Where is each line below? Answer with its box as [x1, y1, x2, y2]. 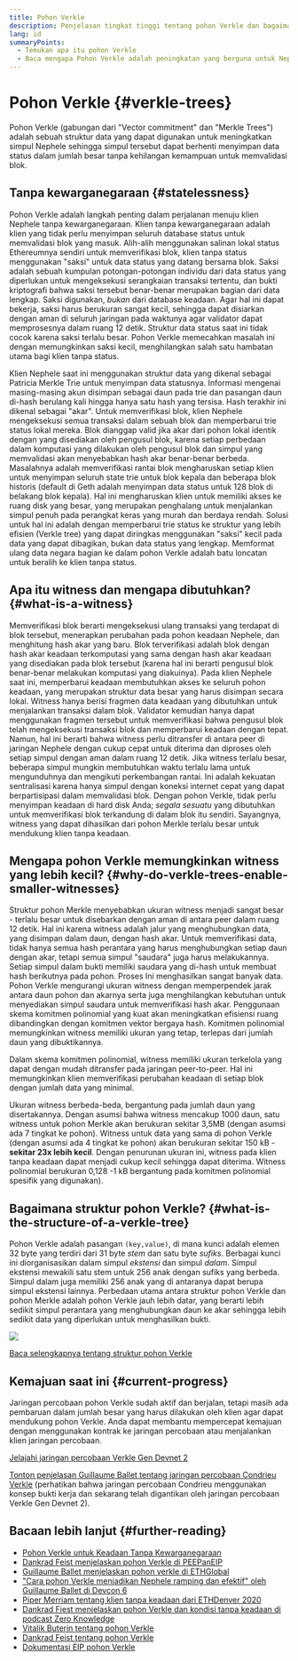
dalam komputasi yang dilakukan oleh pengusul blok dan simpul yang [9, 443, 263, 454]
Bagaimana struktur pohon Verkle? [9, 1201, 207, 1216]
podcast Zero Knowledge [21, 1613, 115, 1624]
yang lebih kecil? [9, 867, 105, 882]
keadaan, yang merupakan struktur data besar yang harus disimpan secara [9, 686, 284, 697]
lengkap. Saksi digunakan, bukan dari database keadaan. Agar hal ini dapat [9, 294, 285, 305]
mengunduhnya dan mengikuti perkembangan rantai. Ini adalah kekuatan [9, 771, 276, 782]
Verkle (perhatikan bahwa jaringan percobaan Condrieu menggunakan [9, 1479, 267, 1489]
